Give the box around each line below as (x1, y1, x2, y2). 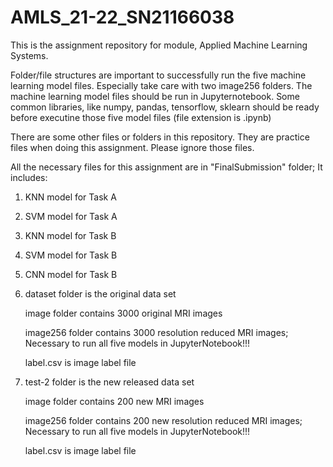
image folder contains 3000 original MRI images (24, 307, 223, 319)
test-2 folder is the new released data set (24, 376, 195, 388)
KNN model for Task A (24, 191, 117, 203)
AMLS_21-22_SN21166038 (10, 6, 235, 29)
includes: (10, 171, 48, 183)
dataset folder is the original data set (24, 287, 177, 300)
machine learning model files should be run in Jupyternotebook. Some (10, 90, 300, 102)
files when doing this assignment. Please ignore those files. (10, 141, 255, 153)
